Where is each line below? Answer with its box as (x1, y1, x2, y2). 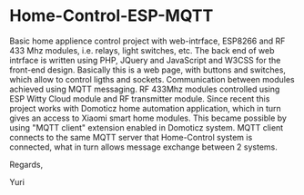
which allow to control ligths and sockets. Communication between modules (9, 73, 295, 84)
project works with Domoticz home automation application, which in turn (9, 102, 282, 113)
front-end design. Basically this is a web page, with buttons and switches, (9, 64, 287, 75)
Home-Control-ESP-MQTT (9, 5, 214, 26)
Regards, (9, 159, 44, 170)
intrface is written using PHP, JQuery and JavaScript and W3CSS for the (9, 54, 281, 65)
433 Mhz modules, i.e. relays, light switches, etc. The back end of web (9, 44, 275, 55)
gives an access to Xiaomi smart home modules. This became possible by (9, 112, 287, 123)
